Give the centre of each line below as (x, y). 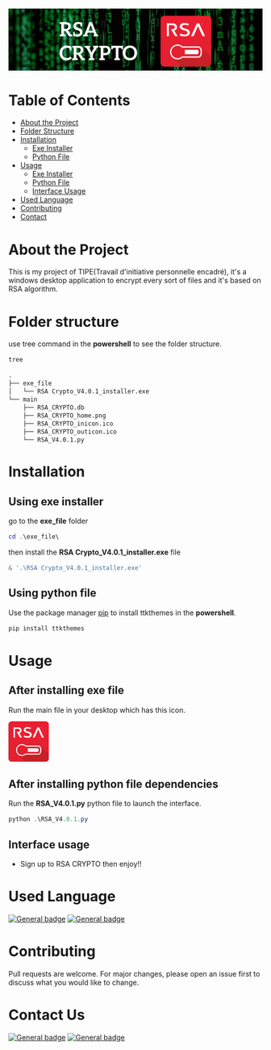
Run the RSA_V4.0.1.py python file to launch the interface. (105, 804)
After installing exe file (67, 690)
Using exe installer (56, 502)
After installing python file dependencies (114, 784)
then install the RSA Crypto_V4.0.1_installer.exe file (95, 552)
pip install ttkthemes (46, 628)
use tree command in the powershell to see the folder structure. (115, 344)
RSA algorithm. (33, 289)
